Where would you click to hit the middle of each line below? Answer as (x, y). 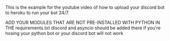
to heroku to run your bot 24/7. (37, 13)
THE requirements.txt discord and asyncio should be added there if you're (83, 28)
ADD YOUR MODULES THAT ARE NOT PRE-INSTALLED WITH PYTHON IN (83, 23)
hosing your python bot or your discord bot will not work (64, 33)
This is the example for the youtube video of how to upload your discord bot (85, 7)
